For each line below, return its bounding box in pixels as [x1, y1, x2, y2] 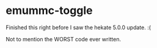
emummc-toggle [5, 4, 93, 18]
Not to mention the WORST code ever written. [5, 35, 122, 43]
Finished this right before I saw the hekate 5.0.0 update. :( [5, 24, 151, 31]
